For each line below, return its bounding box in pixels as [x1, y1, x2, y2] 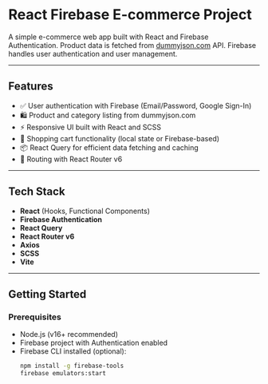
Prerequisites [8, 311, 61, 323]
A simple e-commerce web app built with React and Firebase [8, 32, 209, 42]
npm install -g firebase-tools [19, 362, 124, 370]
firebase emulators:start [19, 370, 106, 378]
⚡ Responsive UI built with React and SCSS [19, 122, 162, 132]
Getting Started [8, 287, 87, 301]
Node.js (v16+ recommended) [19, 330, 118, 339]
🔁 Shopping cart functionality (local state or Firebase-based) [19, 133, 220, 143]
